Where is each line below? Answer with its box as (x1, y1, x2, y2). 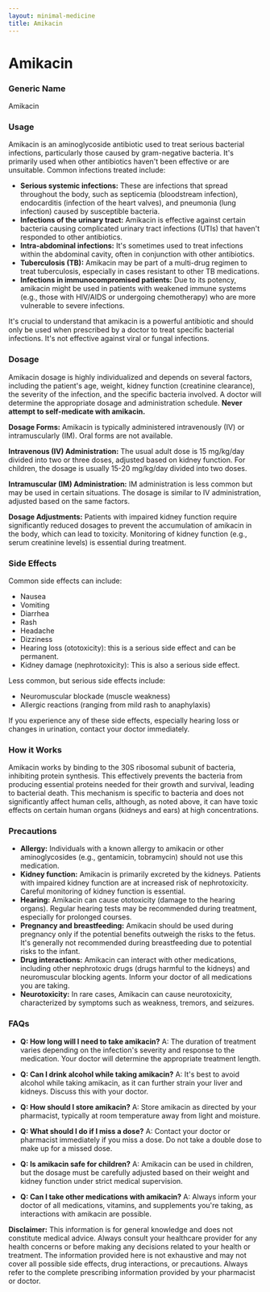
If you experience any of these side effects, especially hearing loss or (8, 715, 239, 725)
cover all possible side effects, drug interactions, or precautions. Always (8, 1259, 248, 1269)
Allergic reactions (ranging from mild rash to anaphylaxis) (19, 699, 211, 710)
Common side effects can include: (8, 576, 123, 586)
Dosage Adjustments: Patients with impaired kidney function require (8, 511, 238, 521)
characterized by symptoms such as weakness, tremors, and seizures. (19, 998, 255, 1008)
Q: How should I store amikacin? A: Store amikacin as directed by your (19, 1102, 257, 1111)
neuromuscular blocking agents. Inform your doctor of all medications (19, 973, 252, 982)
